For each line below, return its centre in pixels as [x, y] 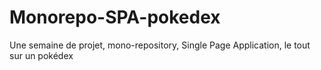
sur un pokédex [41, 55]
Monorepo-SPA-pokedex [115, 17]
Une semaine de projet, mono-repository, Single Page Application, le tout [160, 45]
